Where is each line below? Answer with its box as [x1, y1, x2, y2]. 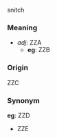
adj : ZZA [16, 38, 42, 47]
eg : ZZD [7, 111, 30, 119]
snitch [7, 6, 25, 14]
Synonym [7, 95, 40, 105]
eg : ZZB [27, 46, 50, 54]
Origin [7, 63, 29, 73]
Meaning [7, 23, 38, 32]
